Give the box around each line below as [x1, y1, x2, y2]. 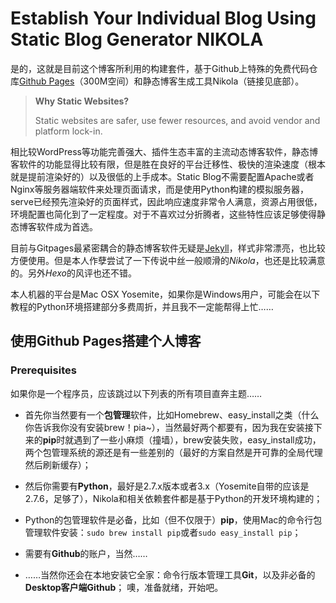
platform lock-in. [34, 125, 103, 137]
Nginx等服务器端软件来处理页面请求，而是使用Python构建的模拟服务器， [10, 183, 309, 195]
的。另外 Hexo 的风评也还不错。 [10, 267, 137, 279]
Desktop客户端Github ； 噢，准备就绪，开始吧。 [24, 581, 224, 593]
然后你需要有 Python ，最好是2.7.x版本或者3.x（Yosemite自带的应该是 [24, 480, 310, 492]
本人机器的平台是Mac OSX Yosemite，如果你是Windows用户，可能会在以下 [10, 288, 321, 300]
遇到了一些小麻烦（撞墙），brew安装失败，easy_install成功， [73, 433, 322, 446]
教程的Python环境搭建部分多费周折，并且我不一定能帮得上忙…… [10, 300, 274, 312]
